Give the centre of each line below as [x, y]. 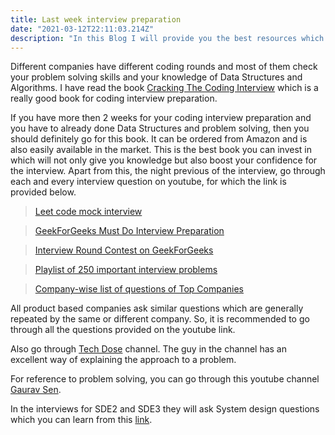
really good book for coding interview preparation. [114, 98]
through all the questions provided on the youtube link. [123, 330]
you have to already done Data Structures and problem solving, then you [160, 128]
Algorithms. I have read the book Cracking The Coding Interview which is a [164, 88]
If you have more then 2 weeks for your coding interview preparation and [161, 118]
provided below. [43, 192]
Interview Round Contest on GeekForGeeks [124, 250]
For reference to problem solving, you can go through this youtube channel [165, 379]
